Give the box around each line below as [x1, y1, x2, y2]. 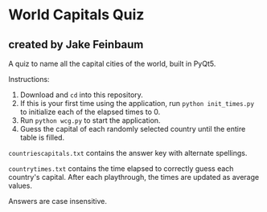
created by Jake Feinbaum [8, 38, 144, 51]
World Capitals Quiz [8, 6, 145, 24]
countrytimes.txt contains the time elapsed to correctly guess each [8, 164, 234, 173]
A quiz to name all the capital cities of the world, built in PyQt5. [8, 59, 216, 68]
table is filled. [19, 132, 65, 142]
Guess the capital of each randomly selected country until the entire [19, 124, 246, 133]
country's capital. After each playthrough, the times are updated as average [8, 173, 260, 181]
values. [8, 181, 32, 190]
